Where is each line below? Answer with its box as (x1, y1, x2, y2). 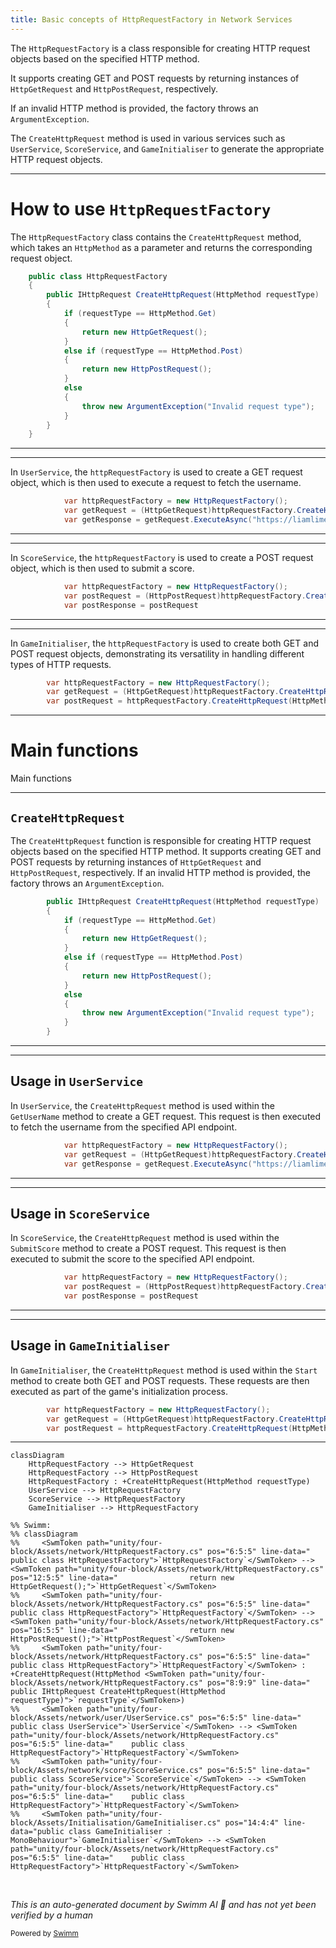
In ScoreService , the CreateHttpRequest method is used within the (10, 1232, 280, 1244)
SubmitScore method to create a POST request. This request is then (10, 1242, 287, 1255)
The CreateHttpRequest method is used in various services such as (10, 132, 286, 144)
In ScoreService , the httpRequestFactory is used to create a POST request (10, 551, 314, 563)
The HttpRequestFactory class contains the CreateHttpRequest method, (10, 231, 302, 243)
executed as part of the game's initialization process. (10, 1385, 228, 1397)
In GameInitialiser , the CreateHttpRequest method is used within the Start (10, 1364, 318, 1376)
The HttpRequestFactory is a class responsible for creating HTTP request (10, 42, 311, 54)
